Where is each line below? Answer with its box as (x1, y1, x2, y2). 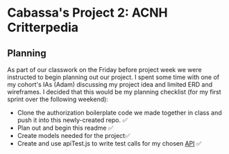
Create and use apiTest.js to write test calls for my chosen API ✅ (17, 139, 202, 147)
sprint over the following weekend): (7, 95, 109, 103)
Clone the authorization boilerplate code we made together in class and (17, 109, 222, 117)
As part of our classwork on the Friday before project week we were (7, 66, 203, 74)
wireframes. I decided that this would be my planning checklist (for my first (7, 88, 221, 96)
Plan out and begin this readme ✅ (17, 123, 114, 132)
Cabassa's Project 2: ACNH (7, 5, 168, 21)
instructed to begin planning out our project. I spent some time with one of (7, 73, 220, 81)
